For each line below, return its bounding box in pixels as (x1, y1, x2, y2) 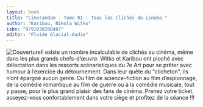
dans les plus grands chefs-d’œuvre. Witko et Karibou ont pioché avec (6, 55, 184, 62)
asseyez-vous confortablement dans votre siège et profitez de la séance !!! (6, 94, 195, 101)
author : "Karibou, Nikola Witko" (6, 20, 91, 26)
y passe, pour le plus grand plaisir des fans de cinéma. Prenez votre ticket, (6, 87, 194, 95)
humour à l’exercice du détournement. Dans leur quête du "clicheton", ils (6, 68, 189, 75)
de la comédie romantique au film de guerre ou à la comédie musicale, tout (6, 81, 195, 89)
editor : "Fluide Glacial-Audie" (6, 32, 88, 38)
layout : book (6, 9, 40, 15)
